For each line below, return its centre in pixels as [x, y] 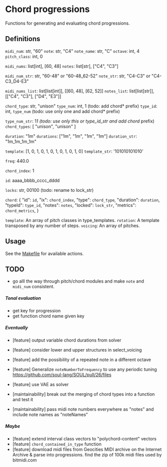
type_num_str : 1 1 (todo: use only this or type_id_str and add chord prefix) [80, 121]
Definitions [23, 39]
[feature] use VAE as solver [40, 385]
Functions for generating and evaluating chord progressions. [67, 23]
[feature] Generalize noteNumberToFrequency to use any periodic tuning [85, 370]
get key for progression [36, 311]
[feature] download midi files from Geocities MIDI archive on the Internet [87, 449]
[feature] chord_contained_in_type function [57, 444]
